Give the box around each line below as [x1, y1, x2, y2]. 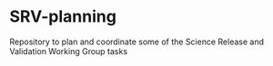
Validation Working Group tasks [9, 45, 128, 56]
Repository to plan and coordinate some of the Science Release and [9, 36, 264, 47]
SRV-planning [9, 6, 116, 27]
